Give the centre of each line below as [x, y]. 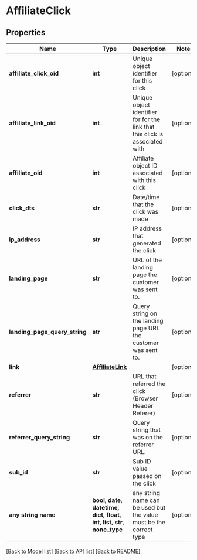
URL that [145, 376]
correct [143, 530]
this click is [148, 134]
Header [143, 406]
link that [144, 127]
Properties [26, 33]
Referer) [144, 413]
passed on [147, 476]
